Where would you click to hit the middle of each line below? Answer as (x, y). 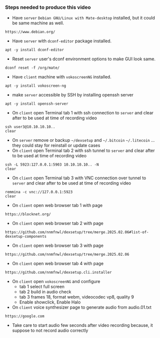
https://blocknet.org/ (28, 214)
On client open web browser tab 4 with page (58, 263)
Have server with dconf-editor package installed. (62, 41)
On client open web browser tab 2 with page (58, 224)
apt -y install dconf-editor (35, 50)
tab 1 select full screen (42, 287)
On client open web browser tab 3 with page (58, 245)
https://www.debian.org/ (30, 32)
